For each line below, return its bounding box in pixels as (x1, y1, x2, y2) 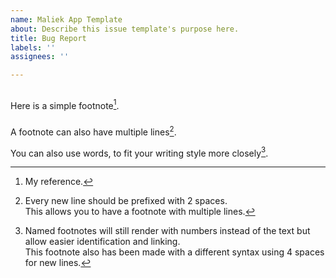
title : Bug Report (10, 33, 87, 43)
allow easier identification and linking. (24, 236, 181, 248)
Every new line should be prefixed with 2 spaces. (24, 195, 228, 207)
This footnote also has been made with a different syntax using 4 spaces (24, 246, 325, 258)
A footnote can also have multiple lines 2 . (10, 124, 177, 138)
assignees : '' (10, 52, 70, 62)
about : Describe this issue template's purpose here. (10, 24, 240, 34)
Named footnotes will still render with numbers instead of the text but (24, 225, 311, 237)
